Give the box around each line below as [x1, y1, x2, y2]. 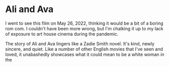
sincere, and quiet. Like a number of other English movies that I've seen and [5, 46, 163, 52]
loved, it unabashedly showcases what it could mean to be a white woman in [5, 51, 164, 57]
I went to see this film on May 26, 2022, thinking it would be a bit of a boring [5, 20, 163, 26]
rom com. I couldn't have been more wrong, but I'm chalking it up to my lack [5, 25, 164, 31]
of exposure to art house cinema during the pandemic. [5, 31, 119, 37]
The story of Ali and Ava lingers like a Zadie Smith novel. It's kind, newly [5, 40, 155, 46]
